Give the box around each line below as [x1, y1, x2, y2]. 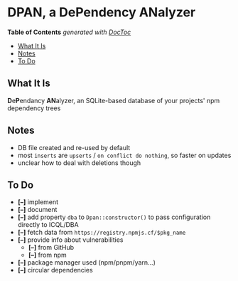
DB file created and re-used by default [17, 143, 131, 152]
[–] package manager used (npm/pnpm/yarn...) [17, 258, 156, 267]
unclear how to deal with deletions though [17, 158, 141, 167]
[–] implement [17, 198, 59, 206]
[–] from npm [28, 250, 67, 260]
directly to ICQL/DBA [17, 221, 80, 229]
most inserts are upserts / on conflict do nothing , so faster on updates [17, 151, 232, 159]
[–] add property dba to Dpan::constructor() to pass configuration [17, 213, 211, 221]
